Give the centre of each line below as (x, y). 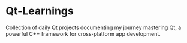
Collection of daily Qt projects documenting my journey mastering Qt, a (93, 27)
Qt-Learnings (40, 11)
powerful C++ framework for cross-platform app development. (83, 33)
